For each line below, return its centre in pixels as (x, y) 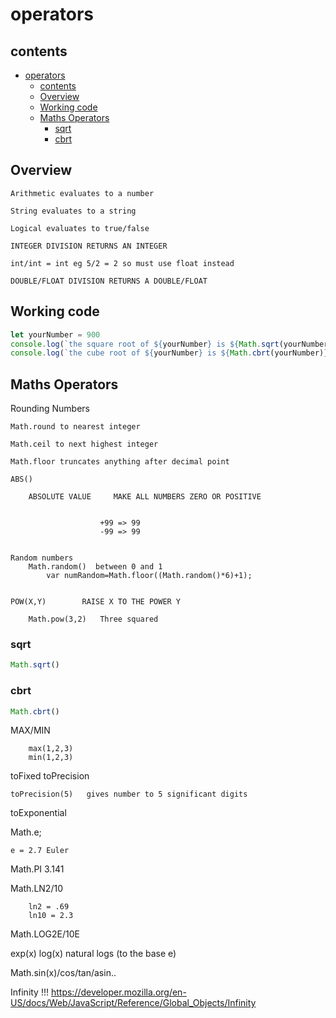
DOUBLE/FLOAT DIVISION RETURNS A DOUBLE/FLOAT (109, 281)
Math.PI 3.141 (37, 869)
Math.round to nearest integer (75, 427)
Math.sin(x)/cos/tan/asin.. (63, 973)
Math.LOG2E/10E (45, 934)
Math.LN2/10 (36, 889)
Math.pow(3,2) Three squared (93, 619)
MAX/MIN (30, 730)
